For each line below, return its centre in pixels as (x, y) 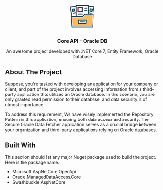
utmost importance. (25, 105)
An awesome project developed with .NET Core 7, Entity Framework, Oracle (82, 51)
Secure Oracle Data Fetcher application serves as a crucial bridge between (81, 125)
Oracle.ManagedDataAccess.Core (47, 177)
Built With (20, 145)
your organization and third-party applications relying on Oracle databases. (81, 130)
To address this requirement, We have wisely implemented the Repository (79, 114)
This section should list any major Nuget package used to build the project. (81, 157)
